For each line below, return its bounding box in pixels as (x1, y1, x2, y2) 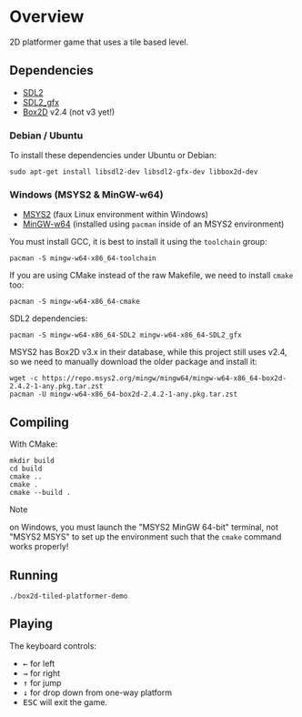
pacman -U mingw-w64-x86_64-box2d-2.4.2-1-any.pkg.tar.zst (9, 389, 238, 399)
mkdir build (9, 457, 55, 466)
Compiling (9, 414, 70, 429)
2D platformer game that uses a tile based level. (9, 36, 189, 47)
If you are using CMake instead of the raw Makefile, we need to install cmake (9, 270, 294, 281)
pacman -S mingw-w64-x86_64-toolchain (9, 254, 156, 263)
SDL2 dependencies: (9, 313, 88, 324)
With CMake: (9, 439, 58, 449)
